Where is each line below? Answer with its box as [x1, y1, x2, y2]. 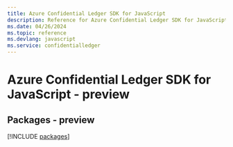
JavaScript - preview [7, 87, 130, 102]
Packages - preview [7, 114, 95, 126]
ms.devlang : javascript [7, 36, 76, 43]
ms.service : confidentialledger [7, 42, 101, 49]
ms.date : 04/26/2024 [7, 23, 67, 30]
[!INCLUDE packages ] [7, 133, 70, 140]
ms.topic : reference [7, 29, 67, 37]
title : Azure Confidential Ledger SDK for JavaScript [7, 10, 166, 17]
